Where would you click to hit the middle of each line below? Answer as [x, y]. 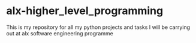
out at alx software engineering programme [60, 33]
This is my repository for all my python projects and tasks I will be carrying [98, 27]
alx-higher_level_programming [85, 11]
